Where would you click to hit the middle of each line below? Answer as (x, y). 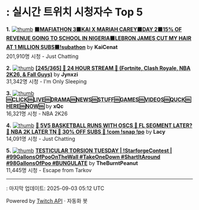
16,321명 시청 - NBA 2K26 (37, 114)
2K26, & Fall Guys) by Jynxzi (42, 74)
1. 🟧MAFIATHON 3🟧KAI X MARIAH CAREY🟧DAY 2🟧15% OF (94, 29)
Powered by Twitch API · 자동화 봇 (47, 201)
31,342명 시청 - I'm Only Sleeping (46, 81)
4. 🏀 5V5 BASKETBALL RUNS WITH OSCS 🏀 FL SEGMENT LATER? (99, 125)
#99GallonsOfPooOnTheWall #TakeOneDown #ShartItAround (84, 157)
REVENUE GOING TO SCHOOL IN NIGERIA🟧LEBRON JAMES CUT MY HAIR (99, 38)
